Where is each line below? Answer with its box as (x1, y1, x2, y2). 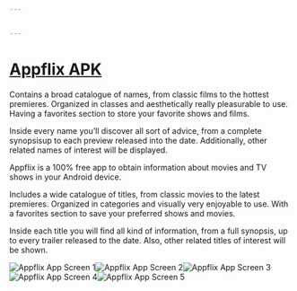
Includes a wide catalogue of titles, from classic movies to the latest (9, 189, 260, 199)
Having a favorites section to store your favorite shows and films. (9, 108, 249, 119)
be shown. (9, 244, 48, 255)
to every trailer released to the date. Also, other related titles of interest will (9, 234, 286, 245)
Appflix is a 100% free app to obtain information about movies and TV (9, 162, 267, 172)
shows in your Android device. (9, 172, 122, 182)
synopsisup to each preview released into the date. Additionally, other (9, 135, 267, 145)
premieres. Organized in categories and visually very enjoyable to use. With (9, 198, 289, 209)
